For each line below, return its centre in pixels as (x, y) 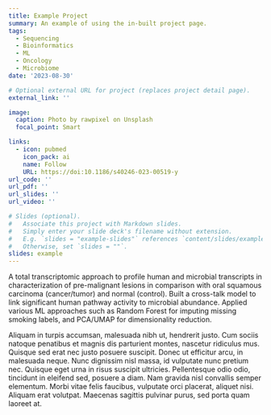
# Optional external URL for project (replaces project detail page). (129, 90)
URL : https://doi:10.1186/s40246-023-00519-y (101, 172)
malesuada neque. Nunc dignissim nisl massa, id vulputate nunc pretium (129, 361)
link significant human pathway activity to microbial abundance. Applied (128, 302)
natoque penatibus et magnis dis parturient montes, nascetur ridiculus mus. (134, 344)
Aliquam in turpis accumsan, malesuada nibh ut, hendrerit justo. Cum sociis (133, 335)
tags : (17, 31)
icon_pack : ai (46, 157)
